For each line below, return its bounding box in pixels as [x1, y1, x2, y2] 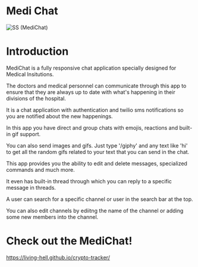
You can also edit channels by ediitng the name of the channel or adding [6, 207, 184, 214]
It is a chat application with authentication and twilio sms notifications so [6, 106, 184, 114]
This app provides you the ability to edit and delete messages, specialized [6, 159, 187, 167]
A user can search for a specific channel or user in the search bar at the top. [6, 195, 193, 203]
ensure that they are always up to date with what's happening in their [6, 88, 175, 96]
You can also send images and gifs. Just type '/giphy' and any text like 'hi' [6, 142, 188, 149]
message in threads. [6, 184, 56, 191]
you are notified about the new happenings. [6, 112, 113, 120]
